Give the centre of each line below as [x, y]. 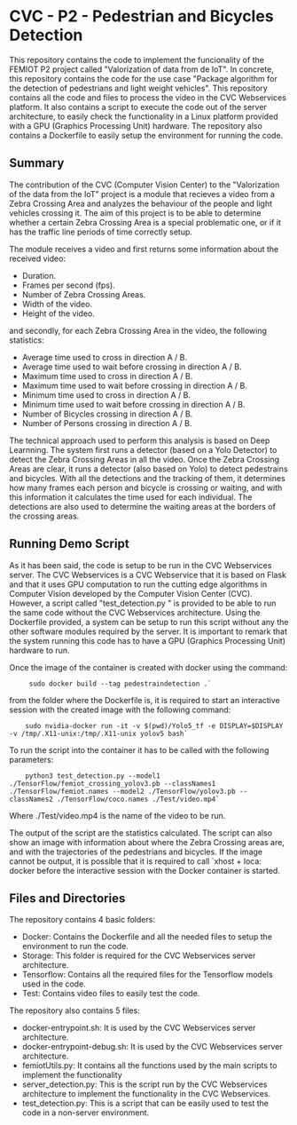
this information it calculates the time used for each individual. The [131, 497]
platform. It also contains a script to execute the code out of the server [138, 107]
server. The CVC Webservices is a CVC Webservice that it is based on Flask [148, 574]
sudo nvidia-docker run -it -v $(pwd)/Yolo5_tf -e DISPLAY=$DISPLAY [154, 725]
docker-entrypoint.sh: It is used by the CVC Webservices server [139, 1028]
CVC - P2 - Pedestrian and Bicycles [141, 16]
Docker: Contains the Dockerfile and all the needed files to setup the [147, 937]
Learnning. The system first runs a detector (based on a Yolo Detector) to [143, 449]
